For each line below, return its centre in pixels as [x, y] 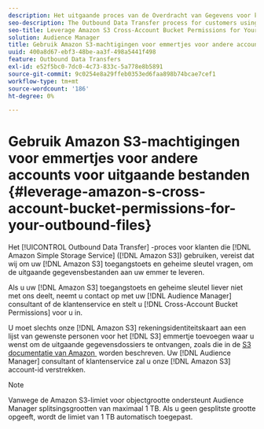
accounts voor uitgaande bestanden [129, 175]
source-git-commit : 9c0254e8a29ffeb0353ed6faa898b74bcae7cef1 [112, 74]
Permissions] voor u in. [45, 313]
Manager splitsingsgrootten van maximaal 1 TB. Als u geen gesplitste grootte [132, 409]
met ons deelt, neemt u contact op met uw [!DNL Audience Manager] [120, 296]
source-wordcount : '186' [49, 89]
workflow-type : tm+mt [44, 81]
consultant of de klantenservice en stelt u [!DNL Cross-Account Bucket [123, 305]
